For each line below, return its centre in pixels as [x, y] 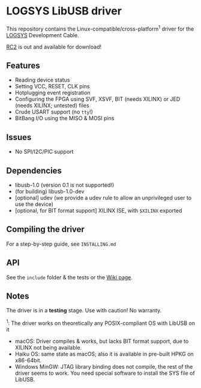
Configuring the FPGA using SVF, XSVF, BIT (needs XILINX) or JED [97, 99]
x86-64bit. [28, 360]
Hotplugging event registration [53, 93]
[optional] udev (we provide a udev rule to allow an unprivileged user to [103, 198]
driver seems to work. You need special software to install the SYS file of [105, 373]
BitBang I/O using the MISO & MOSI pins [64, 118]
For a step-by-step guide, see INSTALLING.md [61, 244]
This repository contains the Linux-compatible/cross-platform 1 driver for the [100, 28]
